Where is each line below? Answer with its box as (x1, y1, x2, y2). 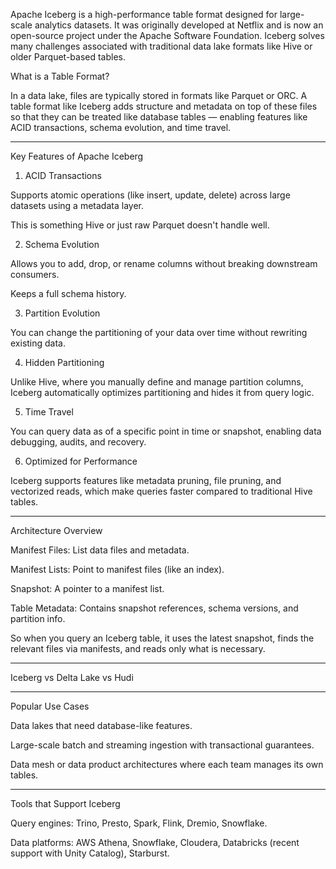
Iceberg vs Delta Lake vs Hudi (10, 672, 134, 683)
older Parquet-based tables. (10, 51, 127, 63)
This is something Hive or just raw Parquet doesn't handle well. (10, 219, 270, 231)
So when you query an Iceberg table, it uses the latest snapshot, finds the (10, 632, 315, 644)
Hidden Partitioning (24, 357, 105, 368)
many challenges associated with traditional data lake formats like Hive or (10, 40, 313, 52)
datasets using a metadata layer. (10, 200, 144, 211)
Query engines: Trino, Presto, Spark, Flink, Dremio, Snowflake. (10, 817, 268, 829)
